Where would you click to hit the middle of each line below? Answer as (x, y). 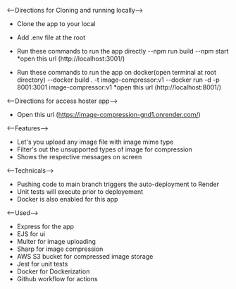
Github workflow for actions (57, 279)
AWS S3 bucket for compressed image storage (85, 256)
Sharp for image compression (60, 249)
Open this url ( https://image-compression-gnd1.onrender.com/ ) (109, 115)
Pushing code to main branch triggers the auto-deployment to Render (118, 184)
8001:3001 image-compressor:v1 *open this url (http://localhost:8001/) (119, 87)
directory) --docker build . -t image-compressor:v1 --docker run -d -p (118, 80)
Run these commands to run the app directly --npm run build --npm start (123, 51)
